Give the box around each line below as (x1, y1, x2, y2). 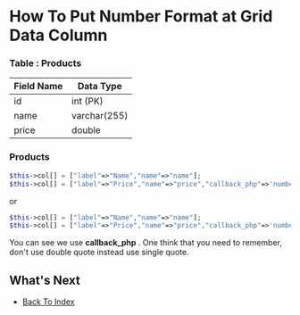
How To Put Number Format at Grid (9, 6, 273, 27)
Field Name (13, 80, 63, 93)
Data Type (77, 80, 122, 93)
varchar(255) (71, 110, 129, 122)
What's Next (9, 272, 80, 287)
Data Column (9, 25, 108, 46)
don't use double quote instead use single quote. (9, 247, 189, 258)
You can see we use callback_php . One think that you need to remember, (9, 237, 283, 248)
